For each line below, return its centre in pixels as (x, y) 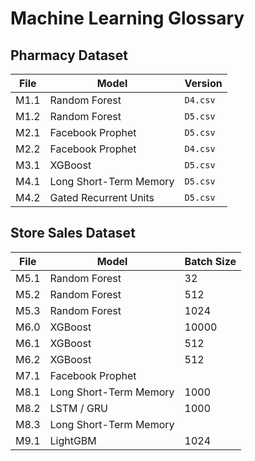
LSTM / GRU (79, 408)
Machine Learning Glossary (127, 18)
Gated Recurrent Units (102, 197)
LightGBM (73, 440)
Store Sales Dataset (73, 233)
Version (203, 83)
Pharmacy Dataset (69, 55)
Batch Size (210, 261)
